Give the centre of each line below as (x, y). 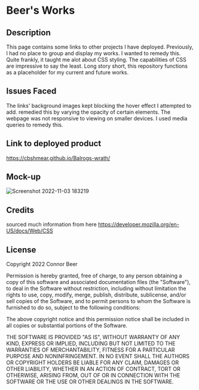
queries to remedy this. (35, 125)
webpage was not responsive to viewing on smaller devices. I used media (97, 118)
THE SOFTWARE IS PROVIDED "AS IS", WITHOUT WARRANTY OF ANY (93, 337)
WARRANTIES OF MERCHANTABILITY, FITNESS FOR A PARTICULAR (91, 350)
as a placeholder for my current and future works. (68, 72)
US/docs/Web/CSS (30, 231)
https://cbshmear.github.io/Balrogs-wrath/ (58, 158)
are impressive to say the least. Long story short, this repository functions (97, 66)
